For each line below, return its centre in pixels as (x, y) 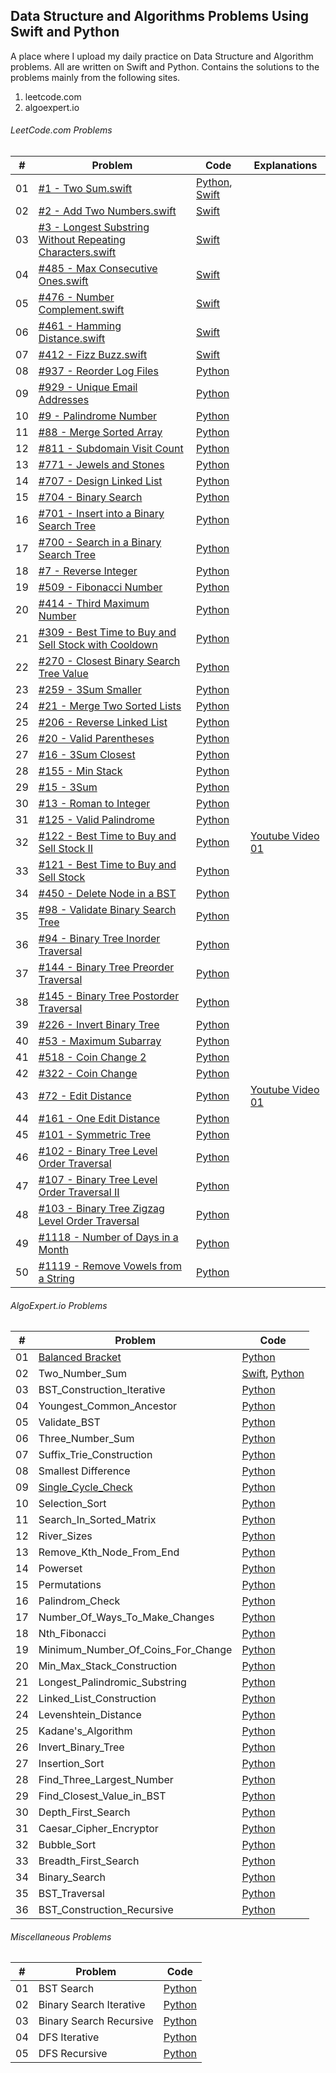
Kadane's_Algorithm (85, 1731)
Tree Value (63, 674)
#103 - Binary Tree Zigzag (101, 1209)
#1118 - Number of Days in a (108, 1237)
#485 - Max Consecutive (98, 269)
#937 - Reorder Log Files (98, 371)
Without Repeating (82, 240)
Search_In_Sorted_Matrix (97, 1520)
